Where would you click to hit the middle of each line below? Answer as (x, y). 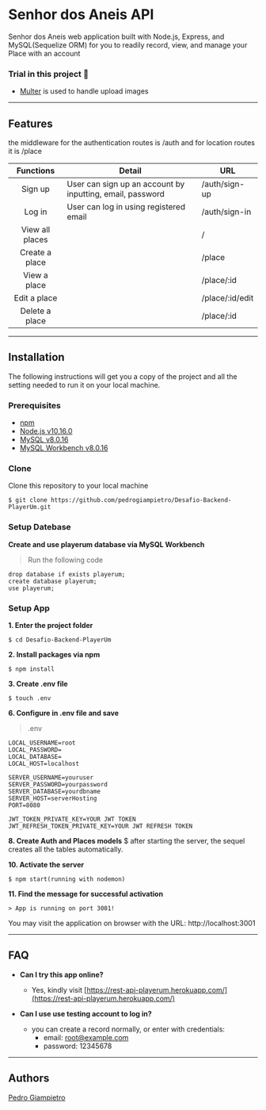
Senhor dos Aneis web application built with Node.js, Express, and (116, 36)
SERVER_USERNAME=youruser (51, 778)
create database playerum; (53, 581)
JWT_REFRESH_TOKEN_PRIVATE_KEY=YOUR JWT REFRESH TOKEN (101, 826)
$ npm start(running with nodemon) (67, 879)
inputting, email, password (116, 194)
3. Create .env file (38, 684)
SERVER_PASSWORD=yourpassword (58, 785)
